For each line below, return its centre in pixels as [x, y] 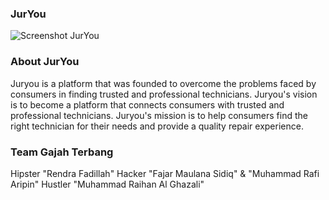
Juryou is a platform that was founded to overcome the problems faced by [163, 83]
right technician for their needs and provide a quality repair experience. [157, 126]
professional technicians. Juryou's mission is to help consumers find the [159, 115]
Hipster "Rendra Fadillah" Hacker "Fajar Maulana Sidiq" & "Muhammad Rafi [165, 173]
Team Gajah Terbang [62, 152]
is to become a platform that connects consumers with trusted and [147, 104]
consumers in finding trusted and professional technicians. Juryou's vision [164, 94]
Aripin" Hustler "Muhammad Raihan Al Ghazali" [107, 184]
